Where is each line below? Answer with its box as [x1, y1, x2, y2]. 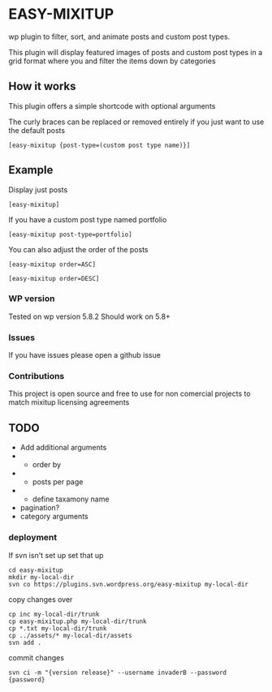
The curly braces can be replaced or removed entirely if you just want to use [8, 117, 265, 127]
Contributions [8, 371, 65, 382]
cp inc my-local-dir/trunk [8, 610, 100, 618]
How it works [8, 80, 76, 93]
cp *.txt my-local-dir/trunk [8, 624, 107, 633]
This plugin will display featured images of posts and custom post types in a [8, 47, 263, 57]
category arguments [19, 512, 89, 522]
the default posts [8, 125, 66, 135]
